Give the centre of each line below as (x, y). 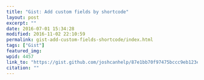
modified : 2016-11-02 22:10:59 (46, 34)
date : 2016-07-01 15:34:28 (40, 29)
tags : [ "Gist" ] (25, 46)
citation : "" (23, 68)
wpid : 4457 (20, 57)
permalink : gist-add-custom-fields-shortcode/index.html (80, 40)
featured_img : (24, 51)
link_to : (17, 62)
